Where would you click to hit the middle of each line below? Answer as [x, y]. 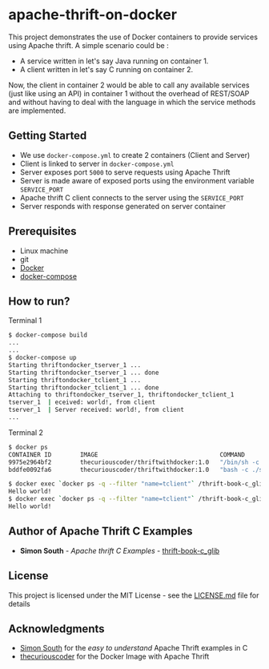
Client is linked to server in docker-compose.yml [97, 163]
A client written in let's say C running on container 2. [106, 69]
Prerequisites [42, 231]
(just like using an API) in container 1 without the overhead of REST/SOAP [129, 93]
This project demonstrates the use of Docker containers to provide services [133, 37]
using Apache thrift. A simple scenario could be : [89, 45]
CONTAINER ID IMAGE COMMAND [127, 454]
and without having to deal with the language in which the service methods [132, 102]
